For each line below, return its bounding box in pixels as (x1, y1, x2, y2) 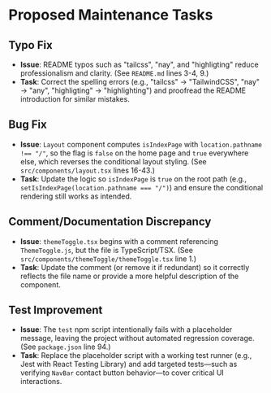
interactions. (19, 377, 62, 386)
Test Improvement (8, 303, 103, 317)
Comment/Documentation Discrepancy (8, 215, 212, 229)
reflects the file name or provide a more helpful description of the (19, 271, 239, 281)
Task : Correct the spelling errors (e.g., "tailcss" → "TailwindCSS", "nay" (19, 77, 260, 86)
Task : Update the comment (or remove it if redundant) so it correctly (19, 262, 250, 272)
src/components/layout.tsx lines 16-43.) (19, 165, 156, 175)
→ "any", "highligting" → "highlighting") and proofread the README (19, 85, 246, 95)
